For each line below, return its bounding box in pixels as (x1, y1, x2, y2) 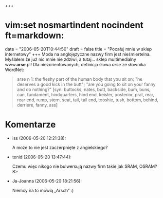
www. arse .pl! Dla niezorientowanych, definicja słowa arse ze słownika (5, 61, 146, 67)
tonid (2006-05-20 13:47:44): (12, 154, 72, 160)
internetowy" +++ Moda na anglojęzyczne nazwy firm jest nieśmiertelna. (5, 51, 151, 57)
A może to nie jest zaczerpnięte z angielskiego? (12, 144, 108, 150)
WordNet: (5, 67, 24, 72)
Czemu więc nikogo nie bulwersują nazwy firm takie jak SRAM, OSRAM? (12, 163, 157, 169)
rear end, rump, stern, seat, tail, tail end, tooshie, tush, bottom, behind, (17, 97, 159, 103)
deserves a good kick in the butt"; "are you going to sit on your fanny (17, 81, 156, 87)
